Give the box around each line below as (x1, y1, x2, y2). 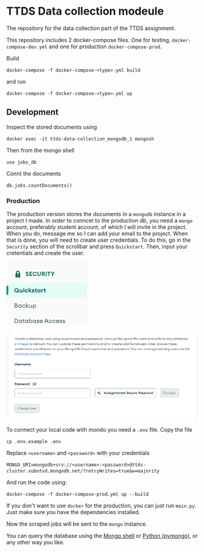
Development (6, 107, 59, 117)
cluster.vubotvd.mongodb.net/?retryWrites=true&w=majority (6, 468, 160, 474)
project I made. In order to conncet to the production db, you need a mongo (6, 217, 193, 224)
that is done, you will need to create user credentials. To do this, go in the (6, 236, 191, 244)
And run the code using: (6, 478, 67, 486)
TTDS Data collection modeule (6, 4, 164, 18)
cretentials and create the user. (6, 249, 85, 257)
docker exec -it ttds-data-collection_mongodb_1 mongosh (6, 136, 155, 142)
